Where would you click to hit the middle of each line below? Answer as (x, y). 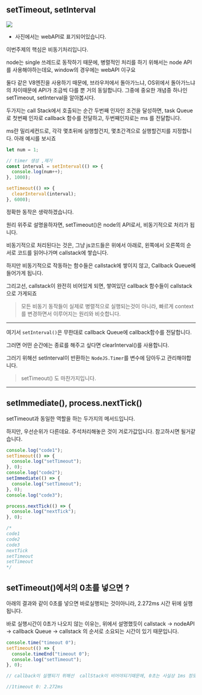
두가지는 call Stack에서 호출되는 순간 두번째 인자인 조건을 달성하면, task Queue (100, 110)
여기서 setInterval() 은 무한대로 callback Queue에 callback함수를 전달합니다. (99, 332)
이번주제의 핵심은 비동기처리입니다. (47, 49)
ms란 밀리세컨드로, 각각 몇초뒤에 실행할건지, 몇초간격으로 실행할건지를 (89, 131)
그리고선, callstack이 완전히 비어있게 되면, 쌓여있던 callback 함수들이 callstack (99, 285)
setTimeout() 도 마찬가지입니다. (58, 378)
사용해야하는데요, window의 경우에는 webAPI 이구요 (74, 69)
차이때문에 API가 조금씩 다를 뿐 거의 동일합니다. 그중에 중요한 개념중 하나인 (100, 90)
